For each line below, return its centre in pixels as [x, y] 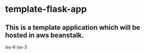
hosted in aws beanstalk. [45, 35]
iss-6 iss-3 [16, 47]
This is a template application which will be [73, 27]
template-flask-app [46, 9]
